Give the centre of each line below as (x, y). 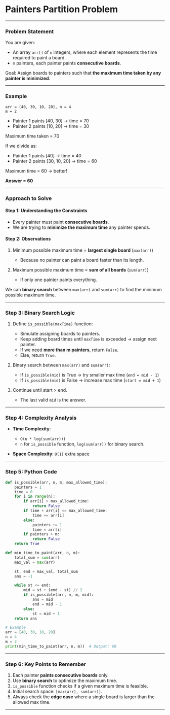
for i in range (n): (35, 497)
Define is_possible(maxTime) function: (53, 324)
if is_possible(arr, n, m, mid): (59, 595)
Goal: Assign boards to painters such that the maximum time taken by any (83, 73)
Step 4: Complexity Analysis (41, 418)
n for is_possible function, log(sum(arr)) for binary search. (82, 444)
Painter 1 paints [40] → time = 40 (47, 155)
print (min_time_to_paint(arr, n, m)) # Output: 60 (61, 646)
